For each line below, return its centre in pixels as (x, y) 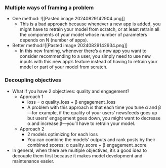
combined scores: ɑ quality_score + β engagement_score (87, 145)
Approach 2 (32, 129)
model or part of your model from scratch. (64, 67)
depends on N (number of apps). (54, 40)
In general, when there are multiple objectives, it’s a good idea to (79, 150)
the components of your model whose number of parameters (83, 35)
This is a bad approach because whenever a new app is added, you (90, 24)
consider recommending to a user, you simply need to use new (85, 56)
